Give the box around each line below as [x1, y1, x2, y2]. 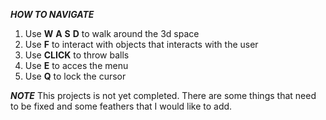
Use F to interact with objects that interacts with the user [24, 39, 259, 50]
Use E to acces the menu [24, 60, 129, 71]
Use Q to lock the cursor [24, 70, 127, 82]
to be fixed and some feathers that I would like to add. [10, 100, 233, 112]
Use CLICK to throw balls [24, 49, 130, 61]
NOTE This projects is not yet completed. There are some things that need [10, 90, 317, 101]
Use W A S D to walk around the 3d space [24, 28, 200, 39]
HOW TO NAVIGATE [10, 9, 95, 20]
